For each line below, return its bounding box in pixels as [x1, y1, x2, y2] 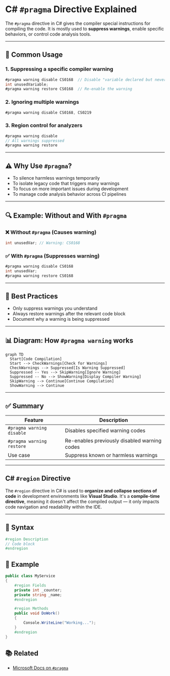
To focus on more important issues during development [12, 186, 129, 192]
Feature [24, 416, 44, 424]
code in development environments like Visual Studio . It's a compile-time [5, 493, 160, 499]
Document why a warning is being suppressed [12, 316, 110, 322]
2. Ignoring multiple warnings [5, 99, 79, 106]
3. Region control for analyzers [5, 122, 82, 129]
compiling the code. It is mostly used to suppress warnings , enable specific [5, 25, 164, 31]
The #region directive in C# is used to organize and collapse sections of [5, 487, 157, 494]
